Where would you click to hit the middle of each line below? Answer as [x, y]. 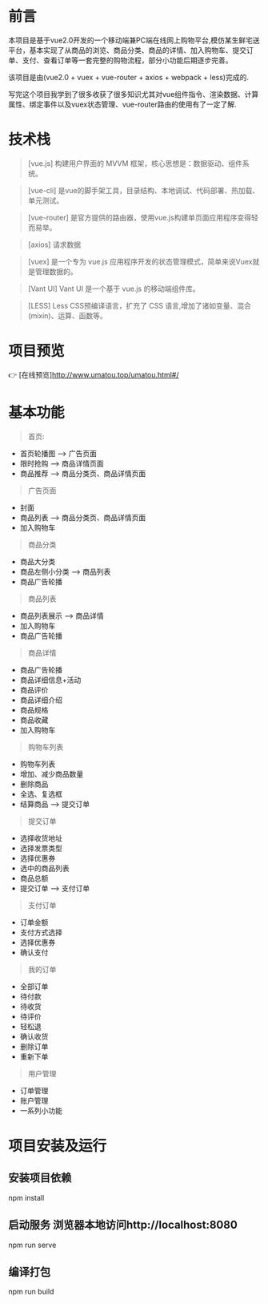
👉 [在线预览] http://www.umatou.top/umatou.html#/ [94, 374]
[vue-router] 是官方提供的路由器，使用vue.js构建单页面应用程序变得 [140, 217]
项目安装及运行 [58, 1146]
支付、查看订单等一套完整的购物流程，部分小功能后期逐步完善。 [127, 60]
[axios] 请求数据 [54, 244]
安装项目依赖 [40, 1178]
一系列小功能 [41, 1110]
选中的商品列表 [44, 868]
